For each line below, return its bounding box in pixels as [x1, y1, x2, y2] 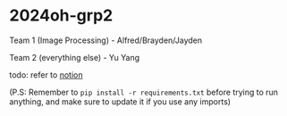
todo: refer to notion [9, 69, 83, 80]
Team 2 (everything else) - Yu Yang [9, 52, 140, 62]
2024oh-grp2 [9, 5, 114, 26]
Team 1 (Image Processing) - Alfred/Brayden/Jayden [9, 35, 203, 46]
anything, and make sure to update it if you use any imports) [9, 95, 231, 107]
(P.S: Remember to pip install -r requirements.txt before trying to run [9, 87, 279, 97]
